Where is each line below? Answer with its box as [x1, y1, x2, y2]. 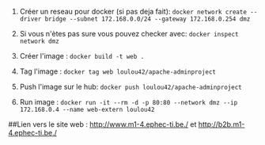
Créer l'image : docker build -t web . [19, 52, 145, 60]
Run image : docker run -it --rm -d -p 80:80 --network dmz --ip [19, 97, 238, 106]
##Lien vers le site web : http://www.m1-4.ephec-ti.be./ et [8, 120, 197, 129]
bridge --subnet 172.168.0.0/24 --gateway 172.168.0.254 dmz [44, 15, 251, 23]
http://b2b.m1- [198, 120, 245, 129]
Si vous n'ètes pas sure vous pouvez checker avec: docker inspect [19, 29, 239, 38]
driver [19, 15, 42, 23]
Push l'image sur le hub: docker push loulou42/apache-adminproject [19, 82, 243, 91]
